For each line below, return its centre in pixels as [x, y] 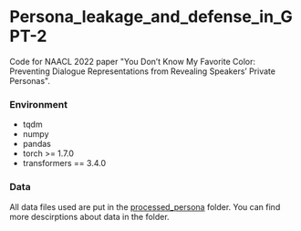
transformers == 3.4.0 [64, 163]
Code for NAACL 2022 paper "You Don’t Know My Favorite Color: [133, 61]
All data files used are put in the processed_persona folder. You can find [145, 206]
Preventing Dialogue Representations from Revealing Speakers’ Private [143, 71]
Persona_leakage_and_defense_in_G [151, 17]
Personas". [30, 80]
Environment [39, 104]
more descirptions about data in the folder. [90, 216]
